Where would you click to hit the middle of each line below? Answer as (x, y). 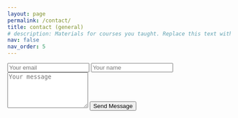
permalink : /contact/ (39, 20)
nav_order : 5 (27, 47)
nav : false (23, 40)
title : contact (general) (45, 27)
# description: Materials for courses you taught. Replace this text (112, 34)
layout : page (27, 14)
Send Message (113, 106)
